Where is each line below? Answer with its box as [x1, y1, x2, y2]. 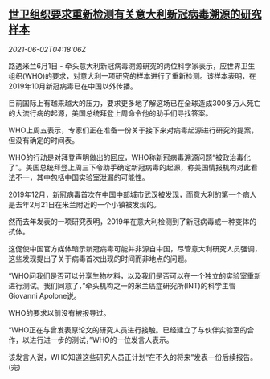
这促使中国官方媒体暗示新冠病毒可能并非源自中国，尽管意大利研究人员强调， [8, 243, 262, 253]
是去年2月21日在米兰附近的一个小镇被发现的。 [8, 199, 161, 209]
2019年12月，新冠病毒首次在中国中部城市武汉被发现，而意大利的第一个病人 [8, 189, 257, 199]
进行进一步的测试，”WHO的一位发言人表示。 [29, 335, 174, 344]
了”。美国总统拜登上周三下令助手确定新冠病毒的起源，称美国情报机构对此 [8, 162, 252, 172]
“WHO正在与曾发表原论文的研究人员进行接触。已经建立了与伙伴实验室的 [8, 324, 247, 335]
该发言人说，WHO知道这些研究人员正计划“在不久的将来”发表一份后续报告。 [8, 352, 258, 361]
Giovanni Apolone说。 [8, 291, 82, 300]
